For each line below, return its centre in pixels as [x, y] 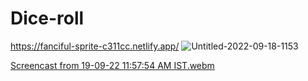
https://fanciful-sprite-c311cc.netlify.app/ [95, 46]
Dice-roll [47, 18]
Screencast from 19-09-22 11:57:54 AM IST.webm [112, 65]
